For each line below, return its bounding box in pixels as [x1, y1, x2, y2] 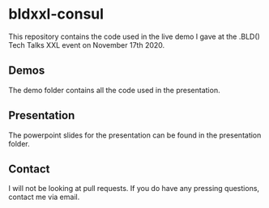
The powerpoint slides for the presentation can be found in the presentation [8, 130, 262, 140]
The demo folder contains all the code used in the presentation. [8, 85, 220, 95]
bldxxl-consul [8, 5, 104, 23]
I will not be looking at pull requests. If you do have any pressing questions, [8, 184, 260, 193]
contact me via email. [8, 192, 80, 202]
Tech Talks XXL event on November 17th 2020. [8, 40, 165, 49]
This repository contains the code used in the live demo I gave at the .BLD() [8, 32, 261, 41]
